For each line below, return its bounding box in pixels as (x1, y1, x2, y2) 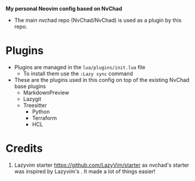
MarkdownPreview (23, 89, 69, 96)
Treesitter (23, 102, 47, 109)
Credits (5, 142, 43, 155)
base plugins (14, 82, 46, 90)
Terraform (32, 114, 57, 121)
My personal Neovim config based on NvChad (5, 5, 123, 12)
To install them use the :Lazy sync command (23, 70, 134, 77)
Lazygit (23, 95, 42, 102)
